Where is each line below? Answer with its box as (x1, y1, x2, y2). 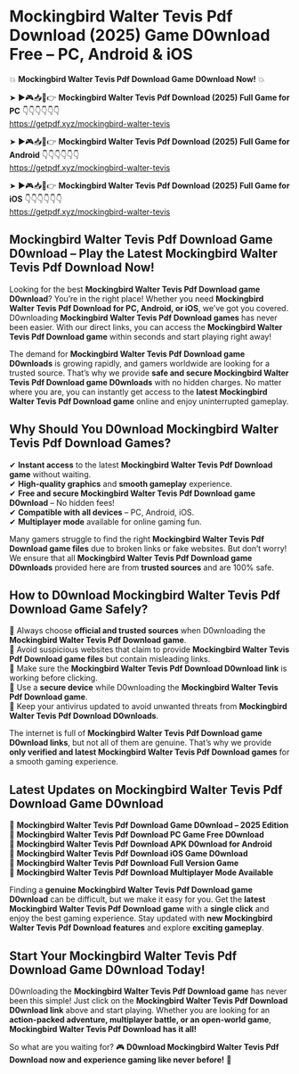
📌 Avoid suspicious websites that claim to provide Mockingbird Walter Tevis (9, 644, 290, 655)
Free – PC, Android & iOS (9, 45, 193, 64)
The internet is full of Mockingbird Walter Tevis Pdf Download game (9, 728, 263, 739)
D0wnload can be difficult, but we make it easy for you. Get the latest (9, 894, 266, 905)
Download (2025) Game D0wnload (9, 25, 271, 45)
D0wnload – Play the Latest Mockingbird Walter (9, 246, 278, 261)
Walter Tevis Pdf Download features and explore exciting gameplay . (9, 922, 265, 933)
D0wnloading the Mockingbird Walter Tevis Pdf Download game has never (9, 986, 287, 996)
